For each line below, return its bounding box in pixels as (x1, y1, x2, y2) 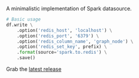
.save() (17, 55, 35, 61)
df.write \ (6, 22, 33, 28)
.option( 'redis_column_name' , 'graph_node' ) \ (17, 38, 134, 44)
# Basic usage (6, 17, 41, 22)
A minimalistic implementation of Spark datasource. (6, 5, 132, 12)
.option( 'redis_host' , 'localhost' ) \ (17, 27, 112, 33)
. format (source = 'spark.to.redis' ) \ (17, 50, 108, 56)
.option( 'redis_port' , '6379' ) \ (17, 32, 99, 39)
